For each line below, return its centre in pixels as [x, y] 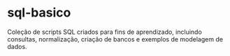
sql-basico [39, 13]
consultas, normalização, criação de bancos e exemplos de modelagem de [115, 39]
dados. [17, 46]
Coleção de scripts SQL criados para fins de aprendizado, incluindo [105, 32]
